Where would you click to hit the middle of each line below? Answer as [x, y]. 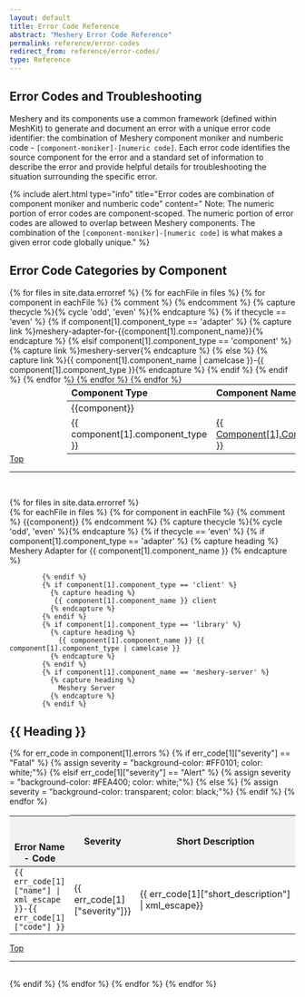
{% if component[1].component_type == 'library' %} [142, 624]
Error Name [39, 846]
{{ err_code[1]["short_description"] [215, 894]
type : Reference [40, 60]
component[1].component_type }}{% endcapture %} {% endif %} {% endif [149, 369]
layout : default [40, 18]
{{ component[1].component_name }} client [136, 601]
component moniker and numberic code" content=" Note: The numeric [142, 203]
